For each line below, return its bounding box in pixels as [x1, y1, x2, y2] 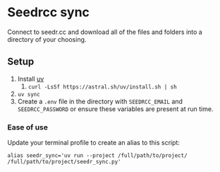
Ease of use [7, 122, 48, 132]
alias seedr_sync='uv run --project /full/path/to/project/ [7, 152, 188, 159]
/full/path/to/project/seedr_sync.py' [7, 159, 121, 166]
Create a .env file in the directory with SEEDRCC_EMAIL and [17, 97, 183, 105]
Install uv [17, 74, 44, 83]
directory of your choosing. [7, 35, 87, 43]
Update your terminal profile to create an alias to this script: [7, 139, 180, 147]
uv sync [17, 91, 40, 98]
